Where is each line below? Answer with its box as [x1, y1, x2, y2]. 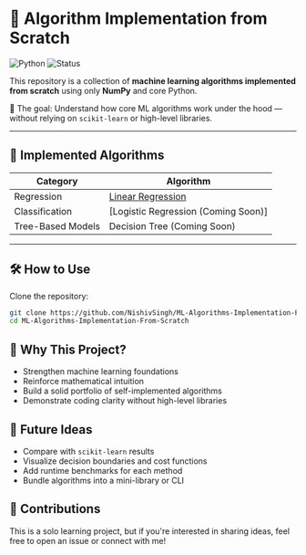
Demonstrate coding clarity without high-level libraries [22, 395, 228, 406]
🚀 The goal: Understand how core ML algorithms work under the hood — [9, 102, 283, 113]
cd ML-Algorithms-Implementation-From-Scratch [9, 317, 189, 326]
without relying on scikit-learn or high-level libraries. [9, 112, 212, 123]
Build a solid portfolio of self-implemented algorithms [22, 385, 223, 396]
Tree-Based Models [14, 219, 101, 232]
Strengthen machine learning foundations [22, 366, 179, 377]
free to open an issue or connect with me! [9, 535, 167, 546]
